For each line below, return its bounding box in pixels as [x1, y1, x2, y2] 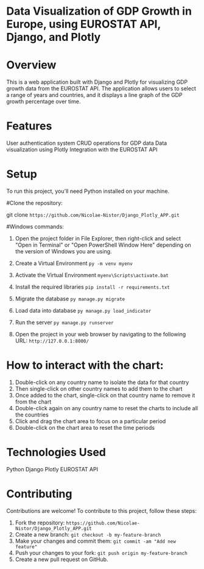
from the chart [15, 398, 52, 405]
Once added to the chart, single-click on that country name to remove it [15, 391, 195, 399]
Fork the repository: [15, 519, 65, 526]
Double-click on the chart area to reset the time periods [15, 424, 155, 431]
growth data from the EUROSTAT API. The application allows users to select [6, 85, 196, 92]
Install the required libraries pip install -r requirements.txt [15, 283, 171, 291]
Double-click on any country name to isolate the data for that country [15, 379, 189, 386]
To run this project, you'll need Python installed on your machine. [6, 187, 169, 195]
